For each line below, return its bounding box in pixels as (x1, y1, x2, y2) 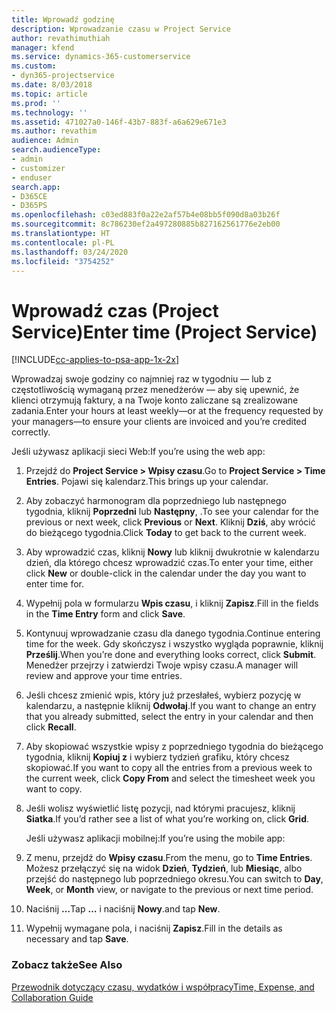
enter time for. (25, 578, 84, 590)
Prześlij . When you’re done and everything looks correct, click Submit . (25, 649, 317, 661)
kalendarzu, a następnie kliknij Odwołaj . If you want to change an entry (25, 700, 317, 712)
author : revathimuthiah (11, 33, 111, 43)
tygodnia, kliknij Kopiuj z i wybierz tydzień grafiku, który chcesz (25, 751, 290, 763)
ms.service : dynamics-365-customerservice (11, 52, 191, 62)
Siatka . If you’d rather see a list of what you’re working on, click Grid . (25, 813, 309, 825)
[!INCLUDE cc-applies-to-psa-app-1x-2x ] (11, 354, 180, 366)
